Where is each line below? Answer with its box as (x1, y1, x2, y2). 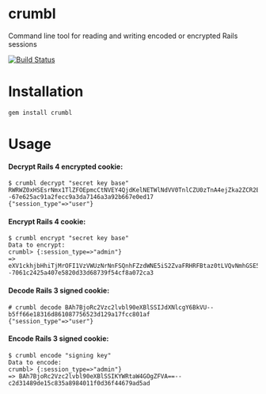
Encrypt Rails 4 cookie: (8, 216, 86, 226)
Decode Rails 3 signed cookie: (8, 286, 110, 296)
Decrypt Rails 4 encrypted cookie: (8, 162, 123, 171)
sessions (8, 39, 37, 48)
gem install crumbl (8, 109, 73, 117)
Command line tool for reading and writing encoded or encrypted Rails (8, 31, 238, 40)
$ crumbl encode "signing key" (8, 351, 112, 359)
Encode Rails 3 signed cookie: (8, 334, 109, 343)
